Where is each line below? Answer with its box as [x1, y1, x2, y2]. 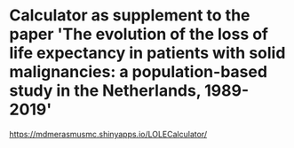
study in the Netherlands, [9, 81, 202, 101]
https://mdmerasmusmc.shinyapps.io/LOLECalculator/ [9, 129, 207, 139]
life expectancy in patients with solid [9, 43, 286, 63]
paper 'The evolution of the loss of [9, 24, 269, 44]
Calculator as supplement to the [9, 5, 250, 26]
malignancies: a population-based [9, 62, 268, 82]
